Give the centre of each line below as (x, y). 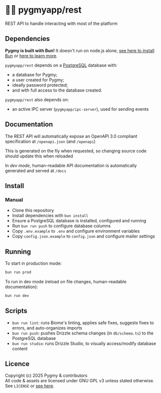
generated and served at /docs (36, 171)
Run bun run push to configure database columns (61, 226)
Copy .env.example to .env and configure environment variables (76, 231)
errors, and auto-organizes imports (47, 328)
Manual (14, 199)
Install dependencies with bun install (50, 216)
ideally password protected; (40, 85)
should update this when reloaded (39, 156)
